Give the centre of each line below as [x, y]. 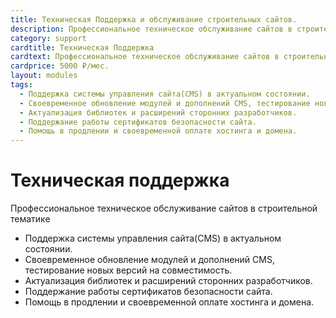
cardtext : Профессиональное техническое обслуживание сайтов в [145, 57]
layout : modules [44, 76]
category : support [48, 38]
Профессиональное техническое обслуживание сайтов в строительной [164, 208]
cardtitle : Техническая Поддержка [82, 47]
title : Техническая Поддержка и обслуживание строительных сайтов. [154, 19]
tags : [21, 85]
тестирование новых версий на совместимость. [128, 270]
